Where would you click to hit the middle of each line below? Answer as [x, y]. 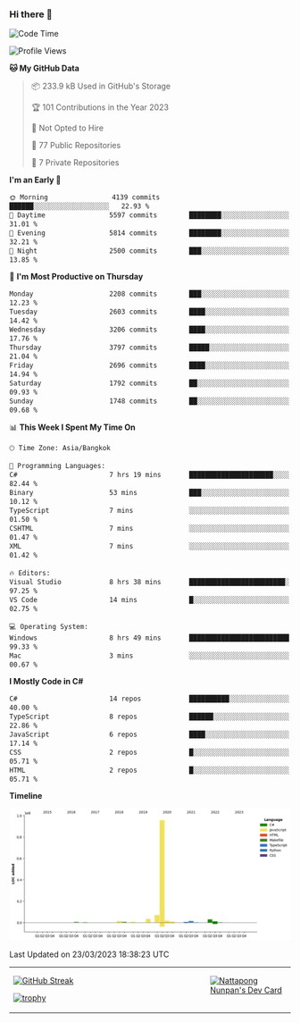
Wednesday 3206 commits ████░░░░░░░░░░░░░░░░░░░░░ [150, 330]
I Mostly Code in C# [46, 682]
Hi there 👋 [31, 14]
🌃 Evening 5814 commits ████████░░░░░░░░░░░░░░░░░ [150, 233]
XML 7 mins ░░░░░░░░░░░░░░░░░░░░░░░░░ [150, 547]
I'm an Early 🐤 [35, 180]
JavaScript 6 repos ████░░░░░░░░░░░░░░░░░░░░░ [150, 735]
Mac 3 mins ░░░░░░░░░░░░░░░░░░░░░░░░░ [150, 656]
